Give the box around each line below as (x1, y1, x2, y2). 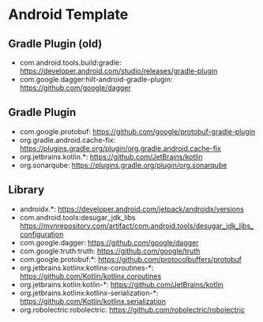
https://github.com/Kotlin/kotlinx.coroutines (19, 271, 162, 281)
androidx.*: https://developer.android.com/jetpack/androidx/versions (19, 204, 245, 214)
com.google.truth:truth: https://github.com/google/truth (19, 246, 201, 256)
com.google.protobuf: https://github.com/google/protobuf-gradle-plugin (19, 126, 256, 136)
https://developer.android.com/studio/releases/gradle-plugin (19, 66, 218, 76)
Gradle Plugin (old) (8, 37, 103, 51)
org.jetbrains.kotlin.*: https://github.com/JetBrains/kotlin (19, 152, 203, 161)
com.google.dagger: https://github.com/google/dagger (19, 238, 199, 247)
